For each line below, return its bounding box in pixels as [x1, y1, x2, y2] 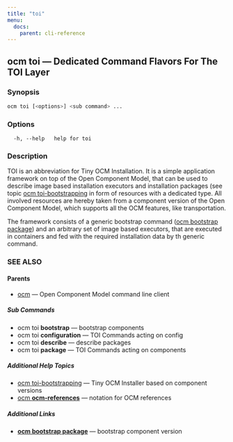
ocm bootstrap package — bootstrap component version [17, 427, 182, 436]
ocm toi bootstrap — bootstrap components [17, 323, 145, 331]
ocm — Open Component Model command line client [17, 290, 170, 298]
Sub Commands [7, 306, 55, 314]
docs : [13, 23, 30, 30]
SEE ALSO [7, 257, 42, 267]
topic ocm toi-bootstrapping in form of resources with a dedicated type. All [7, 189, 223, 198]
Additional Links [7, 410, 56, 418]
